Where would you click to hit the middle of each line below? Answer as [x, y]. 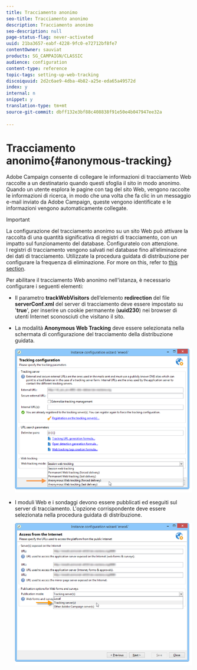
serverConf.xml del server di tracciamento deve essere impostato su [99, 304]
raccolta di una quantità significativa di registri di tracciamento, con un [92, 237]
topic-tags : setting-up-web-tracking [52, 75]
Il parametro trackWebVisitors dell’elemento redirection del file [92, 298]
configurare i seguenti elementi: [45, 287]
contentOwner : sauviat [34, 50]
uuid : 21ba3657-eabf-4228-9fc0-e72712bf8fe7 [62, 44]
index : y [17, 87]
